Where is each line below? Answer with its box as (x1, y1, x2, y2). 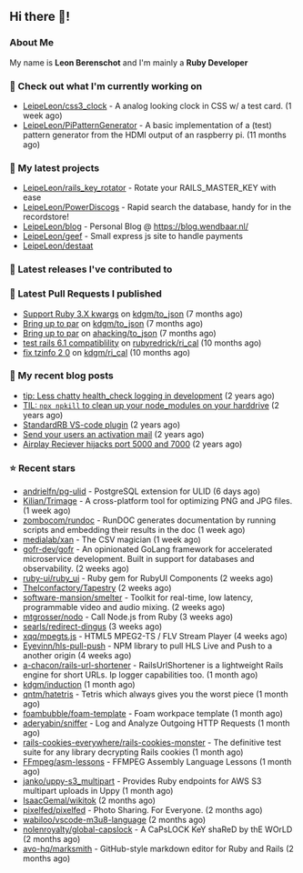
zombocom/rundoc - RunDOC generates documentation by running (22, 515, 276, 526)
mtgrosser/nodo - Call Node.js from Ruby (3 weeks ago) (22, 611, 234, 623)
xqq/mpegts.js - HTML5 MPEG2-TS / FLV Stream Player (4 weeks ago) (22, 631, 288, 642)
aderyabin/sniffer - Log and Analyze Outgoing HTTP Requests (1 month (22, 717, 290, 728)
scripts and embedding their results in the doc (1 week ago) (22, 525, 246, 536)
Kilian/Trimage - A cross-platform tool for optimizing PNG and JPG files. (22, 496, 293, 507)
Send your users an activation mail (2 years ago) (22, 428, 205, 439)
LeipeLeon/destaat (22, 240, 94, 251)
